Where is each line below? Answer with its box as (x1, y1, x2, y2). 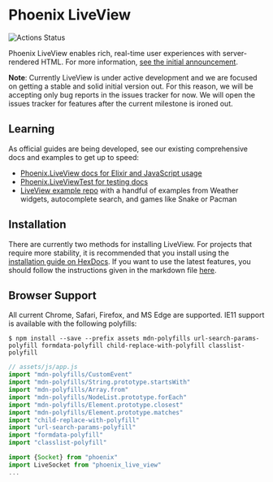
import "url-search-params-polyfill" (8, 423, 136, 432)
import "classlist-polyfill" (8, 439, 107, 447)
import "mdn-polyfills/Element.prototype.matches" (8, 408, 184, 416)
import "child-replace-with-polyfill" (8, 416, 140, 424)
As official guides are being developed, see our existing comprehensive (8, 144, 248, 154)
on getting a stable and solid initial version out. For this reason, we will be (8, 81, 253, 91)
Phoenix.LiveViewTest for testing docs (19, 176, 149, 186)
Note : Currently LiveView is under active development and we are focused (8, 72, 258, 82)
